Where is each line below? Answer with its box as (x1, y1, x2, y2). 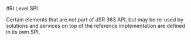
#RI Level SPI (6, 5, 38, 12)
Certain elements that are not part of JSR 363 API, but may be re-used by (6, 16, 183, 23)
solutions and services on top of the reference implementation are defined (6, 23, 186, 29)
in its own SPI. (6, 28, 40, 35)
